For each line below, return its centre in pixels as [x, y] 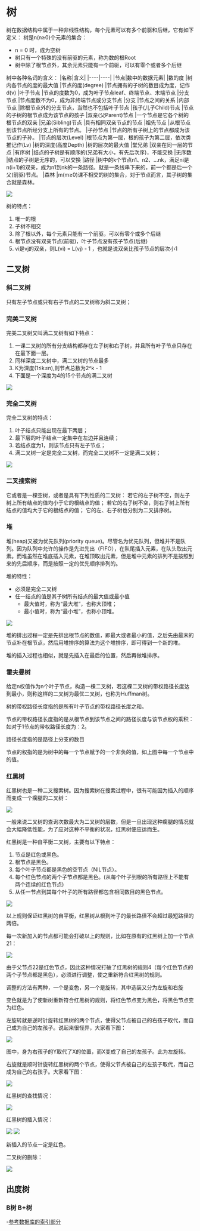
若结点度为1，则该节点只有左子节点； [60, 445]
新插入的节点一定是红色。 [37, 1144]
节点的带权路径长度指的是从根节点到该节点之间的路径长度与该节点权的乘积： [100, 719]
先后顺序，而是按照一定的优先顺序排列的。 [68, 563]
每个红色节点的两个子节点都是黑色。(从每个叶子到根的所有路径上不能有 [102, 877]
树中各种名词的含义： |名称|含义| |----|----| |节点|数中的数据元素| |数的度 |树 [99, 78]
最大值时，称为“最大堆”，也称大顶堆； [70, 604]
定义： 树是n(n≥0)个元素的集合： [47, 37]
